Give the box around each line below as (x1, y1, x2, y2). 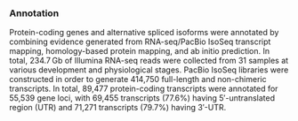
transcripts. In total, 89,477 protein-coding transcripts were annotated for (9, 83, 278, 95)
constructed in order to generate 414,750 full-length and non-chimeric (9, 74, 267, 85)
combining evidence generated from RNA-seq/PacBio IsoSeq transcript (9, 36, 271, 47)
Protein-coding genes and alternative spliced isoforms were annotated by (9, 27, 279, 38)
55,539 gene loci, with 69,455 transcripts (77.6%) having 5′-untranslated (9, 93, 276, 103)
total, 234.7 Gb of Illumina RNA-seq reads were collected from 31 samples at (9, 56, 289, 66)
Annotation (9, 7, 60, 19)
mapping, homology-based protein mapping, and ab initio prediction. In (9, 46, 270, 57)
